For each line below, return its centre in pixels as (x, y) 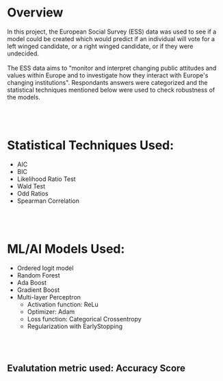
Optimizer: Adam (51, 311)
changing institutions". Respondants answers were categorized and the (107, 82)
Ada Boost (31, 282)
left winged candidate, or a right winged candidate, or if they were (100, 46)
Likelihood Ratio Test (47, 179)
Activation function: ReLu (63, 304)
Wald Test (31, 186)
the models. (24, 97)
